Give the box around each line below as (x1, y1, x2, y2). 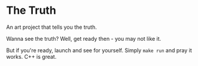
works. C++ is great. (6, 53, 57, 60)
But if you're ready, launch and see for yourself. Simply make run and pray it (6, 46, 193, 54)
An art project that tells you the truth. (6, 23, 97, 31)
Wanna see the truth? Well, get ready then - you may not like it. (6, 35, 162, 42)
